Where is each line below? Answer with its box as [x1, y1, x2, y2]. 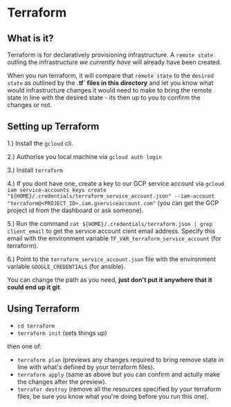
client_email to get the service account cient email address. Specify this [7, 227, 216, 235]
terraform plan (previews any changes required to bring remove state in [17, 355, 224, 363]
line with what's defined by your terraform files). [17, 363, 155, 371]
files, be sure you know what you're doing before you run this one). [17, 392, 209, 400]
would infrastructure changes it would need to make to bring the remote [7, 86, 212, 94]
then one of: [7, 342, 42, 350]
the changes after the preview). [17, 377, 107, 386]
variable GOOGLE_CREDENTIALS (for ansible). [7, 262, 126, 270]
